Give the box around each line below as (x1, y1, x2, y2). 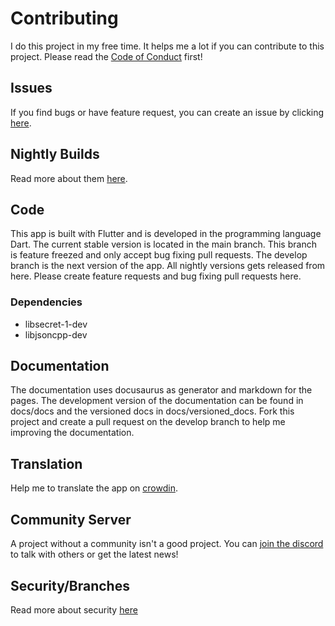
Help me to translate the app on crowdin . (10, 482, 178, 494)
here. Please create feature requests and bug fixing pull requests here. (10, 270, 302, 282)
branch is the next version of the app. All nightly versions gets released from (10, 260, 326, 272)
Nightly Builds (10, 146, 100, 163)
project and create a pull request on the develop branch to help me (10, 416, 286, 428)
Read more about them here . (10, 172, 128, 184)
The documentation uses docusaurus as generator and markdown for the (10, 384, 313, 396)
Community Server (10, 511, 132, 528)
